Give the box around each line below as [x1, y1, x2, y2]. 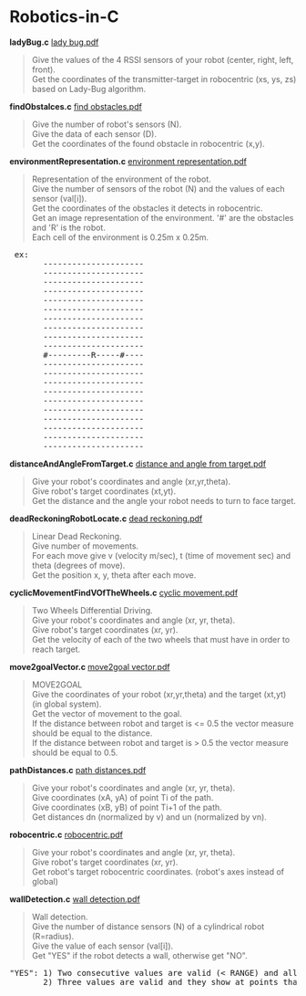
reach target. [31, 644, 81, 655]
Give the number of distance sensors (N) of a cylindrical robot [31, 920, 265, 932]
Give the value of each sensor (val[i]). [31, 940, 174, 951]
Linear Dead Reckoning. [31, 530, 122, 541]
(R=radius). [31, 930, 75, 941]
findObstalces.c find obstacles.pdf [9, 100, 143, 111]
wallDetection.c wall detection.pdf [9, 893, 141, 905]
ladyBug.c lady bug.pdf [9, 37, 99, 47]
